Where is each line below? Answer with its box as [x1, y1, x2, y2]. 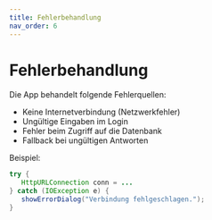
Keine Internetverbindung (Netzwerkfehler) [21, 106, 181, 117]
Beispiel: [9, 153, 41, 164]
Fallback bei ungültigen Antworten [21, 135, 149, 146]
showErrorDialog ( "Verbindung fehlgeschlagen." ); [20, 195, 205, 204]
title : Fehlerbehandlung [9, 13, 102, 22]
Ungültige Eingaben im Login [21, 116, 129, 127]
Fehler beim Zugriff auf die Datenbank [21, 126, 162, 137]
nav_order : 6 [9, 21, 58, 30]
